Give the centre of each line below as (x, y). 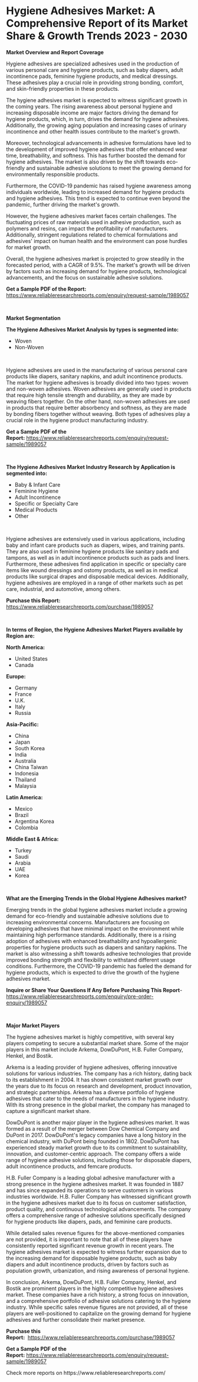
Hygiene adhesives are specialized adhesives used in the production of (93, 64)
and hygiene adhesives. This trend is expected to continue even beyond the (98, 198)
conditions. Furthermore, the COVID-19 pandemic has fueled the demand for (99, 966)
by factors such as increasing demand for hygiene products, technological (96, 271)
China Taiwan (31, 767)
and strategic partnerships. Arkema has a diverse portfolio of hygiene (90, 1092)
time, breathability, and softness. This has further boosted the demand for (96, 155)
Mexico (24, 809)
